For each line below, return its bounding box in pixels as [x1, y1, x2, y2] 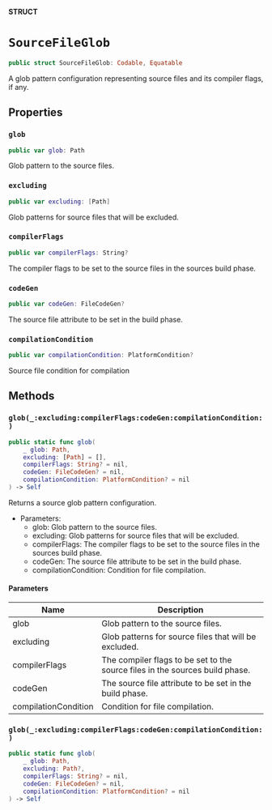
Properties [8, 105, 63, 120]
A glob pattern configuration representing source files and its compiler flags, [8, 73, 264, 83]
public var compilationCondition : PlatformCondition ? [8, 352, 194, 360]
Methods [8, 389, 55, 403]
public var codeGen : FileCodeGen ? [8, 300, 125, 309]
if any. [8, 82, 29, 92]
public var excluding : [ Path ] [8, 198, 111, 206]
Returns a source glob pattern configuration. [8, 497, 157, 507]
